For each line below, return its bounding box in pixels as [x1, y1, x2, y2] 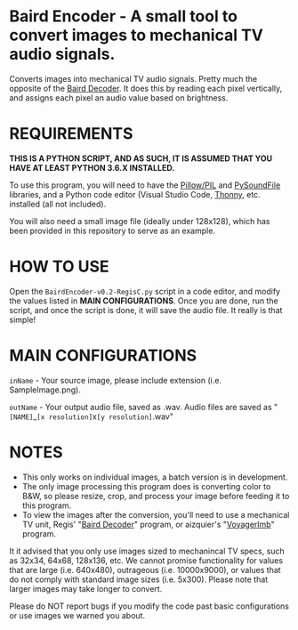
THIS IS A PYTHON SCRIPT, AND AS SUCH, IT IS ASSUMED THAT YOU [9, 153, 273, 164]
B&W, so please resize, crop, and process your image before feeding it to [21, 490, 290, 501]
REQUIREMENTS [9, 124, 133, 144]
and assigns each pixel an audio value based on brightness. [9, 92, 229, 103]
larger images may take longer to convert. [9, 583, 163, 594]
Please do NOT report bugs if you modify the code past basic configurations [9, 601, 290, 611]
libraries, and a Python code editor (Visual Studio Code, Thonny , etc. [9, 189, 261, 199]
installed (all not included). [9, 198, 107, 209]
